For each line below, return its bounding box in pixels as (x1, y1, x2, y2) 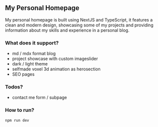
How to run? (5, 107, 35, 114)
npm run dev (5, 118, 29, 123)
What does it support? (5, 39, 59, 46)
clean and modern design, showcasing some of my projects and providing (5, 22, 154, 28)
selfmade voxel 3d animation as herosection (12, 66, 101, 72)
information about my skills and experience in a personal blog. (5, 27, 130, 33)
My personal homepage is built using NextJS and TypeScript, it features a (5, 17, 153, 22)
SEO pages (12, 71, 35, 77)
